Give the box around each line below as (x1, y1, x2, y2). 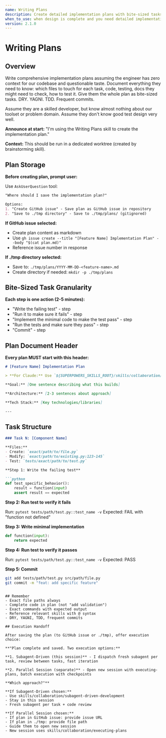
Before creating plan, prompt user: (5, 174, 78, 180)
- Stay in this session (5, 697, 54, 703)
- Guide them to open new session (5, 724, 77, 729)
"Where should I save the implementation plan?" (5, 193, 107, 198)
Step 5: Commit (5, 566, 38, 572)
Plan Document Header (5, 341, 78, 350)
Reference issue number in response (12, 244, 87, 250)
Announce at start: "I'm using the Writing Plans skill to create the (5, 126, 138, 132)
